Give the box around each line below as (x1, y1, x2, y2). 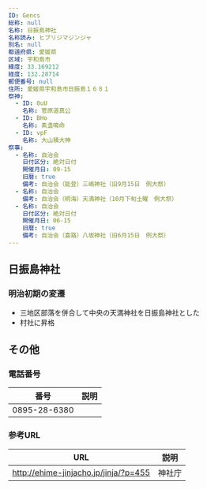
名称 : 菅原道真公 (22, 107, 71, 115)
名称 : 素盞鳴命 (22, 121, 66, 129)
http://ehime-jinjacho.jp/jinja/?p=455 (12, 467, 151, 478)
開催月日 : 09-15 (22, 166, 71, 174)
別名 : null (8, 41, 42, 49)
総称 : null (8, 19, 42, 27)
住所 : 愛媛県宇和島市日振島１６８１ (8, 84, 110, 93)
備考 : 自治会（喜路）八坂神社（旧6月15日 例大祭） (22, 232, 170, 240)
